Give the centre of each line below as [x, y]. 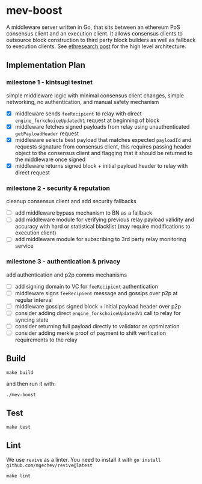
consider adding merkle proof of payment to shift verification [90, 333]
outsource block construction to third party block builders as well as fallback [101, 40]
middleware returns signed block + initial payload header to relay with [101, 165]
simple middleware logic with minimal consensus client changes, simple [95, 95]
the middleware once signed [50, 159]
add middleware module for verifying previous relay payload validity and [104, 219]
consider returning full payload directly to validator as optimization [97, 326]
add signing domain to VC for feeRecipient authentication [86, 286]
